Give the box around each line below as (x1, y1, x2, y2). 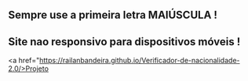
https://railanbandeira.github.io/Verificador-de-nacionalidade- (38, 56, 240, 65)
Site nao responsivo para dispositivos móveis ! (8, 35, 241, 48)
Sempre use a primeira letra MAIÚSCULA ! (8, 9, 218, 22)
